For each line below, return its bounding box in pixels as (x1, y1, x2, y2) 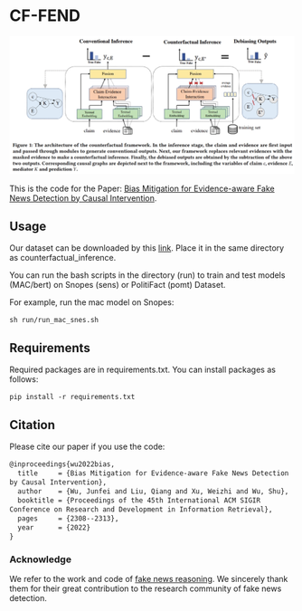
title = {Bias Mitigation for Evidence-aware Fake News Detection (17, 469, 289, 478)
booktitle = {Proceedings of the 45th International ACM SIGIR (17, 496, 260, 505)
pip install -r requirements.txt (9, 393, 136, 402)
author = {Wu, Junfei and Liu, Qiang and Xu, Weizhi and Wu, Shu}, (17, 487, 289, 496)
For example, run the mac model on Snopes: (9, 297, 175, 308)
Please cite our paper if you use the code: (9, 441, 165, 452)
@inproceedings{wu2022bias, (9, 460, 116, 469)
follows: (9, 374, 39, 385)
